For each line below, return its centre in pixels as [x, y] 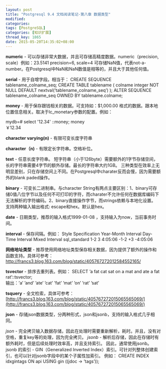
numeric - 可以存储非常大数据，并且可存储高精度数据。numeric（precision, [82, 56]
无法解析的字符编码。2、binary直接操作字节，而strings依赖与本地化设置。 [81, 200]
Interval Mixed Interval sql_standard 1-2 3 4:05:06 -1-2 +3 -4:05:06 [85, 239]
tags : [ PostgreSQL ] [26, 28]
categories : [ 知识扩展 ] [28, 33]
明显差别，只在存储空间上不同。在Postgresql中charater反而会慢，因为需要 [81, 171]
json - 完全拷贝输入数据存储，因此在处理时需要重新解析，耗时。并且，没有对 [83, 331]
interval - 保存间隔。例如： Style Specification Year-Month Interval [74, 234]
